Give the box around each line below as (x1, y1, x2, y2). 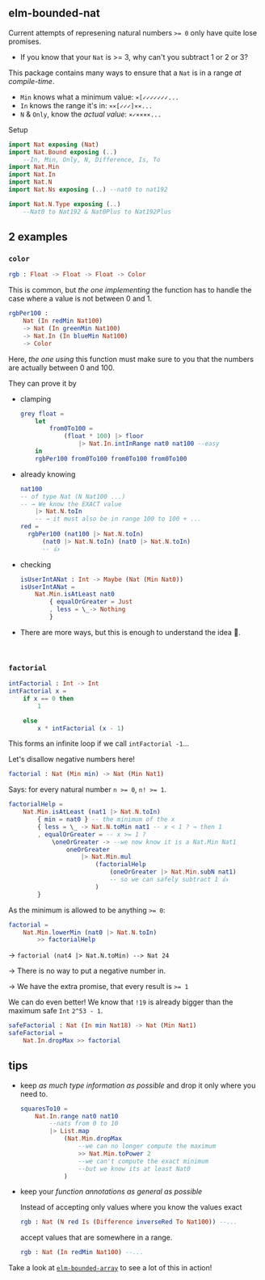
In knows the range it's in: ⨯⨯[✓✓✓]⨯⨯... (19, 100, 154, 110)
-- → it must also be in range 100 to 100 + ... (35, 515, 202, 524)
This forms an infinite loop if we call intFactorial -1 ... (8, 739, 190, 748)
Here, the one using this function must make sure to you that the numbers (8, 354, 254, 364)
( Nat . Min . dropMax (63, 1135, 123, 1143)
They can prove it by (8, 378, 77, 388)
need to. (19, 1088, 48, 1098)
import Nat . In (8, 171, 57, 179)
